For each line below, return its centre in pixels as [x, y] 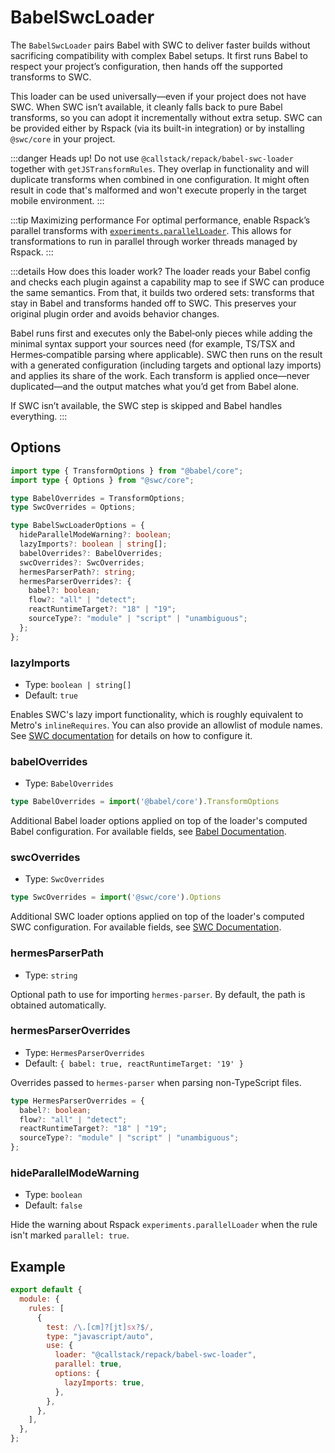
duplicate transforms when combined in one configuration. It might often [160, 179]
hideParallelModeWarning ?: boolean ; [95, 535]
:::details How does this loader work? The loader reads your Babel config [160, 271]
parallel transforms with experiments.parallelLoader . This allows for [151, 230]
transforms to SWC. [51, 77]
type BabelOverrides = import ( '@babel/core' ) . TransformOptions [145, 802]
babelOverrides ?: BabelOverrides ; [91, 553]
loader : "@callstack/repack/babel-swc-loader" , [155, 1355]
